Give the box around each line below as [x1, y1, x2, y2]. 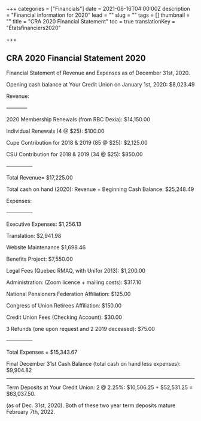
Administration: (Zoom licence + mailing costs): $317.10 [6, 279, 142, 286]
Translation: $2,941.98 [6, 232, 62, 239]
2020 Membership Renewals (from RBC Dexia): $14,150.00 [6, 115, 151, 123]
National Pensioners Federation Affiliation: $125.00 [6, 290, 131, 297]
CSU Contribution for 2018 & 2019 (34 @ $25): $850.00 [6, 150, 143, 158]
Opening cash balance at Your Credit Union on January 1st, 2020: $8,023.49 [6, 80, 195, 88]
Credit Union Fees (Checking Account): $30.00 [6, 313, 123, 321]
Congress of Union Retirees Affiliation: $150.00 [6, 301, 122, 309]
